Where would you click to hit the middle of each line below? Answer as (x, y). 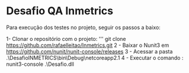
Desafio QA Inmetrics (60, 11)
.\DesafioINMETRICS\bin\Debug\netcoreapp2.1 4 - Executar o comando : (95, 58)
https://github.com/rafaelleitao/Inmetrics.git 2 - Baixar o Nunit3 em (88, 45)
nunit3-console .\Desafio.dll (40, 64)
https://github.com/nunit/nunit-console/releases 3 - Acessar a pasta (89, 51)
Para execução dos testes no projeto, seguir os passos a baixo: (84, 27)
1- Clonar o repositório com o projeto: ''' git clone (66, 39)
